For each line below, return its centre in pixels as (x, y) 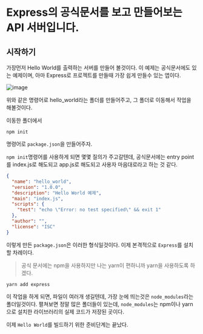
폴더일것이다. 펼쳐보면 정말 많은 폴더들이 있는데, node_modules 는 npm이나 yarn (100, 304)
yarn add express (28, 284)
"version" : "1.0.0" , (38, 187)
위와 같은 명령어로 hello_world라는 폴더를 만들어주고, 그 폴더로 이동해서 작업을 (99, 100)
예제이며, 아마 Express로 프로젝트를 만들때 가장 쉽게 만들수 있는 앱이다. (97, 75)
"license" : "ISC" (34, 227)
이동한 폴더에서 (24, 120)
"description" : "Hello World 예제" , (57, 193)
